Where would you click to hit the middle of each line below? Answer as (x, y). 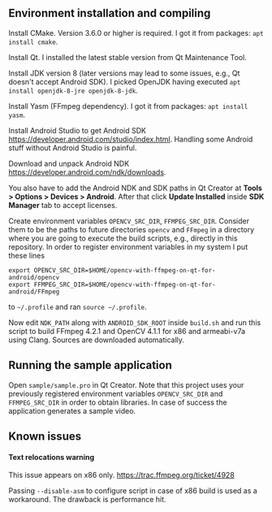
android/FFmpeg (34, 292)
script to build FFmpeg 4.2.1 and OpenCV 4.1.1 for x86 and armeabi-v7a (127, 331)
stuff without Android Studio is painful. (73, 148)
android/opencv (34, 277)
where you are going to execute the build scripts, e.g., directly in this (123, 238)
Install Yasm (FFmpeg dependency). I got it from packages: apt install (128, 106)
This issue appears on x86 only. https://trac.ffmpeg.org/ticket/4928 (122, 475)
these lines (27, 255)
